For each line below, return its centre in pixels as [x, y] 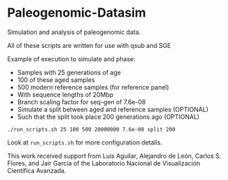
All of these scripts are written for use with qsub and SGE [89, 45]
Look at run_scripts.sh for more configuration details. [85, 142]
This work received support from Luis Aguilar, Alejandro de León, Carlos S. [114, 156]
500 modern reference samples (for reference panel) [93, 87]
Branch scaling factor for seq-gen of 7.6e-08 [81, 101]
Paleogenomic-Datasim [77, 13]
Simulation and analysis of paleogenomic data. [74, 32]
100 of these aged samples [56, 80]
